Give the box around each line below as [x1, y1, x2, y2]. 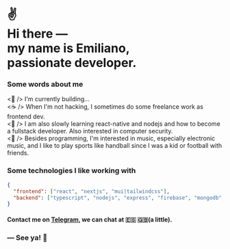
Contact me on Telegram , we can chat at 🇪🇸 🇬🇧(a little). [7, 215, 172, 224]
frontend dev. [7, 112, 46, 121]
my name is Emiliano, [7, 40, 130, 56]
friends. [7, 149, 29, 157]
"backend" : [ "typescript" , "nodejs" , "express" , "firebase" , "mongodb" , [13, 194, 225, 201]
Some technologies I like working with [7, 166, 136, 176]
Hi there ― [7, 26, 68, 42]
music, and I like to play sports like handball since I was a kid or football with [7, 142, 222, 150]
